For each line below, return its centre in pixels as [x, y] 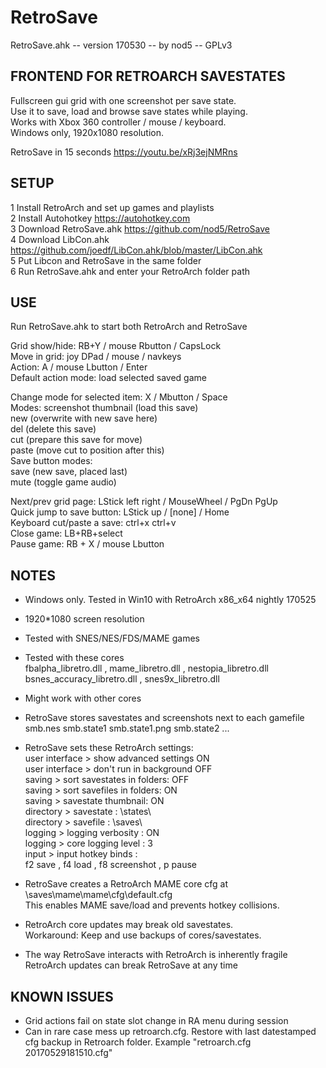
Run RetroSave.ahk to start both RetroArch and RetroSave [129, 327]
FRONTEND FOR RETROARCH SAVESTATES [148, 76]
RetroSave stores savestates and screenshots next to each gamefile [164, 718]
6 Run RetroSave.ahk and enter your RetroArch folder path [130, 271]
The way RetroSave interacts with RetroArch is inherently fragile [156, 955]
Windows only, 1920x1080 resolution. [87, 132]
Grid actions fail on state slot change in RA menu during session [156, 1020]
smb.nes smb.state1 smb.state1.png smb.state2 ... [127, 728]
